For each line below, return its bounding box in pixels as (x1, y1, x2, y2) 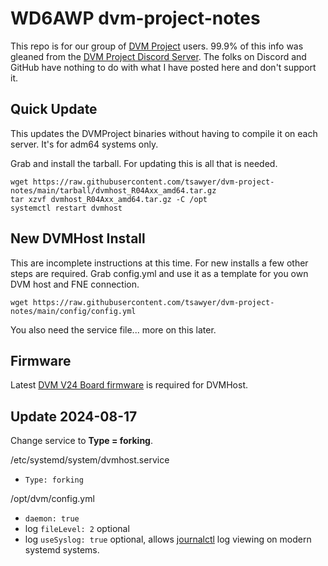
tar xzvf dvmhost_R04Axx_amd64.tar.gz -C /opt (10, 194, 208, 204)
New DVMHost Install (10, 230, 146, 247)
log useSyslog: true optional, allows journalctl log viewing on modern (24, 533, 312, 546)
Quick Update (10, 101, 98, 118)
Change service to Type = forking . (10, 435, 153, 447)
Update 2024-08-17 (10, 408, 138, 425)
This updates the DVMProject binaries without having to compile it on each (10, 127, 318, 139)
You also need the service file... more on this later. (10, 323, 217, 336)
